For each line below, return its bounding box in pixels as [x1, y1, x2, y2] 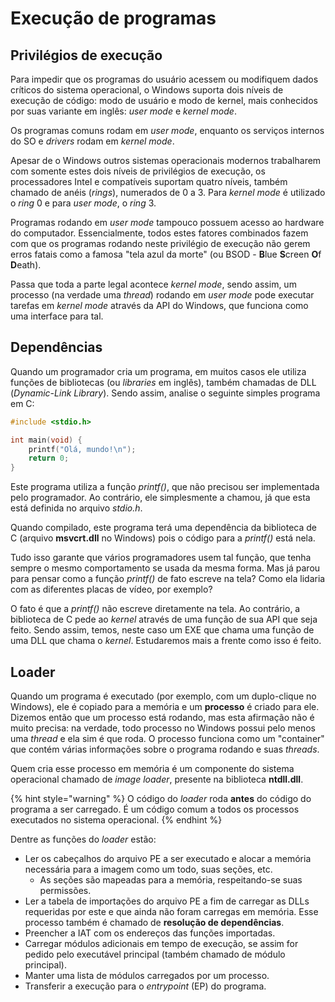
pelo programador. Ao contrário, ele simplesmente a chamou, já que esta [10, 492, 311, 504]
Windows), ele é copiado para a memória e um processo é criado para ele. [10, 701, 320, 712]
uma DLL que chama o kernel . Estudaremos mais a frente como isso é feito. [10, 635, 322, 647]
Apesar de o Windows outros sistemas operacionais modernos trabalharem [10, 155, 322, 166]
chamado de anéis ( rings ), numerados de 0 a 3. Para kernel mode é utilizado [10, 187, 326, 198]
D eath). [10, 259, 42, 271]
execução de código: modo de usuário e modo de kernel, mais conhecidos [10, 95, 318, 106]
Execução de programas [10, 7, 217, 30]
